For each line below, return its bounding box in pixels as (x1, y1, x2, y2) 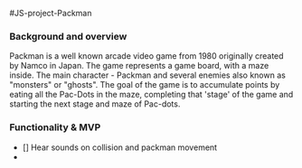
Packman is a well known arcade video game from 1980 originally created (9, 51, 284, 61)
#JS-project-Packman (9, 8, 92, 18)
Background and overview (9, 30, 127, 42)
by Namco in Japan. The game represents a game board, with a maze (9, 61, 269, 71)
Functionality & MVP (9, 121, 101, 134)
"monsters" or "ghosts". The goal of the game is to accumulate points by (9, 79, 280, 90)
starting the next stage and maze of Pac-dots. (9, 98, 181, 109)
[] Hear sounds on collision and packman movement (22, 142, 218, 153)
